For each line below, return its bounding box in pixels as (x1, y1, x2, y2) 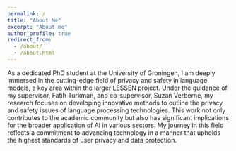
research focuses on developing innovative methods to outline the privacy (7, 98, 223, 107)
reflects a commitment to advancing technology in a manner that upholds (7, 128, 221, 137)
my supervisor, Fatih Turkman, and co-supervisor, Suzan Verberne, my (7, 91, 213, 99)
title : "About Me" (7, 17, 61, 24)
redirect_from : (7, 37, 52, 44)
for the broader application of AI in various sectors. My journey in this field (7, 121, 224, 129)
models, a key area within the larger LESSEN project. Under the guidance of (7, 84, 228, 92)
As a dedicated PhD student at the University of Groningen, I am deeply (7, 68, 216, 77)
